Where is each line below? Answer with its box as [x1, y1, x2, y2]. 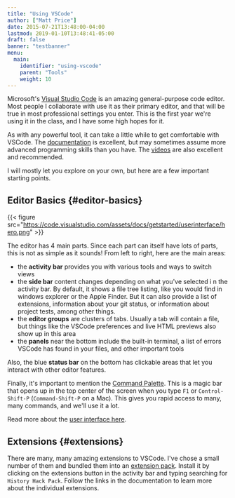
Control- [198, 388, 224, 395]
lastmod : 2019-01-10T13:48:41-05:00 [7, 29, 114, 37]
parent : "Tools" [20, 69, 68, 76]
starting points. [7, 174, 51, 182]
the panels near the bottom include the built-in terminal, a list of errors [17, 337, 222, 346]
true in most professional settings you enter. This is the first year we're [7, 109, 212, 118]
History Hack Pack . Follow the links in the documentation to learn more [7, 476, 213, 485]
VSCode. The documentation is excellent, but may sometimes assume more [7, 138, 227, 147]
